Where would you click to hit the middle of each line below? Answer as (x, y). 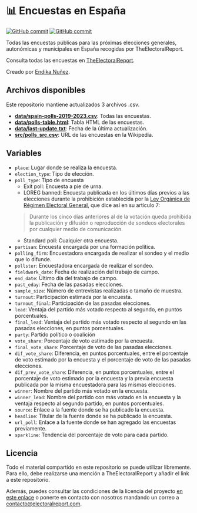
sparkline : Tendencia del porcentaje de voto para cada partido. (91, 435)
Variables (24, 153)
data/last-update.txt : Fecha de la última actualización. (81, 128)
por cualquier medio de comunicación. (76, 229)
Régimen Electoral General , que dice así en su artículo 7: (92, 205)
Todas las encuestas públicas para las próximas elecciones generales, (91, 42)
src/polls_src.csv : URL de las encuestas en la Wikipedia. (84, 134)
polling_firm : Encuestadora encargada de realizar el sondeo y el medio (102, 253)
